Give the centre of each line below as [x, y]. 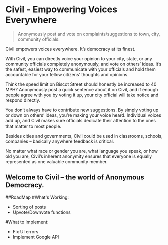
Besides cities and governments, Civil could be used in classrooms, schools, [84, 136]
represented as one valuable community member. [56, 161]
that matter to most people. [33, 126]
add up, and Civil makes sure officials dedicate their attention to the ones [81, 120]
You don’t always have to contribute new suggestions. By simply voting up [82, 110]
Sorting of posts [29, 207]
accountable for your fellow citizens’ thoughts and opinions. [67, 74]
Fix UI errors [25, 231]
